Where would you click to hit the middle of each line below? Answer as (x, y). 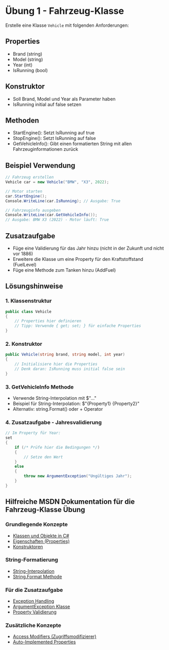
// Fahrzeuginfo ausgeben (33, 210)
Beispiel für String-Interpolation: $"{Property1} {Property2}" (76, 403)
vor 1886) (23, 254)
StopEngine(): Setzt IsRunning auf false (54, 138)
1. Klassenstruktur (29, 301)
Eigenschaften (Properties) (41, 541)
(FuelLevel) (25, 265)
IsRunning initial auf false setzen (47, 104)
